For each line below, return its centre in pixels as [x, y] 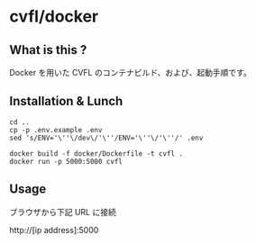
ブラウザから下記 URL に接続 [63, 212]
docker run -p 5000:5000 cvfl [66, 161]
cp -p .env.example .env [56, 130]
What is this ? [48, 50]
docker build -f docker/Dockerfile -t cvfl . [96, 154]
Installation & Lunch [66, 101]
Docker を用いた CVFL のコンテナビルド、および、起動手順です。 [131, 72]
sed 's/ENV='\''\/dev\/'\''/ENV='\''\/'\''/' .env [106, 138]
